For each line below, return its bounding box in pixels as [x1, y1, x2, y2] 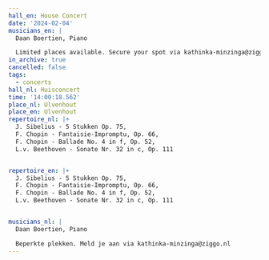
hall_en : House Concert [8, 11, 88, 20]
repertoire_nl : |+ [8, 115, 70, 124]
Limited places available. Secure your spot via [15, 49, 181, 57]
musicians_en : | [8, 26, 62, 34]
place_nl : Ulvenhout [8, 101, 78, 109]
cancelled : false [8, 63, 66, 72]
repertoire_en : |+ [8, 166, 70, 174]
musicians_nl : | [8, 218, 62, 226]
